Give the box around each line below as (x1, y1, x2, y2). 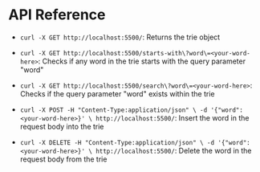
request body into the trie (19, 121, 104, 131)
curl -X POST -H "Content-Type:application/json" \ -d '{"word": (19, 106, 243, 114)
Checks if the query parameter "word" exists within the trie (19, 88, 215, 98)
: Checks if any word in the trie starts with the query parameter (38, 56, 246, 66)
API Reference (8, 6, 106, 24)
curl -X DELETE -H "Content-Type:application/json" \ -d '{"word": (19, 138, 250, 146)
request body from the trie (19, 154, 108, 164)
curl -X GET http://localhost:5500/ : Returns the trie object (19, 32, 221, 42)
